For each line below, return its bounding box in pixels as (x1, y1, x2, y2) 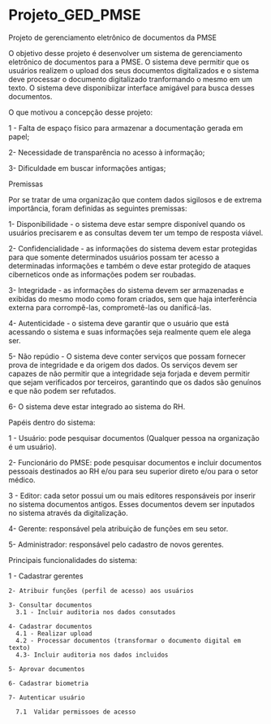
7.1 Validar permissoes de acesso (15, 708, 136, 716)
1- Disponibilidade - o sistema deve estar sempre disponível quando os (8, 219, 246, 229)
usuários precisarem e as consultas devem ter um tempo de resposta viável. (8, 228, 264, 238)
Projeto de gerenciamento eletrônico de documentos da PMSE (8, 33, 217, 42)
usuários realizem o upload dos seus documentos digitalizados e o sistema (8, 65, 260, 75)
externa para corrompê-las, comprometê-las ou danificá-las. (8, 303, 213, 312)
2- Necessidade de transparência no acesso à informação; (8, 147, 205, 157)
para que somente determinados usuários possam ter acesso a (8, 252, 220, 262)
